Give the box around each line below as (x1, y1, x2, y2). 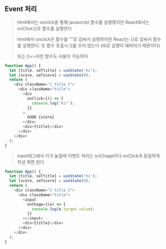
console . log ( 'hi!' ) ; (31, 100, 75, 106)
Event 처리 (5, 5, 37, 14)
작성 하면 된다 (17, 159, 44, 165)
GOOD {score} (27, 115, 55, 120)
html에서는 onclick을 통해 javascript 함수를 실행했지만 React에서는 (17, 19, 149, 25)
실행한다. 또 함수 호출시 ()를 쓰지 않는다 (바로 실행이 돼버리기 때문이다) (22, 42, 160, 48)
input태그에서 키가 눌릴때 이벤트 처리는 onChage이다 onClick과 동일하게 (17, 153, 160, 159)
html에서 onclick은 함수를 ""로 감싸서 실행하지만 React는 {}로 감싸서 (17, 36, 152, 42)
